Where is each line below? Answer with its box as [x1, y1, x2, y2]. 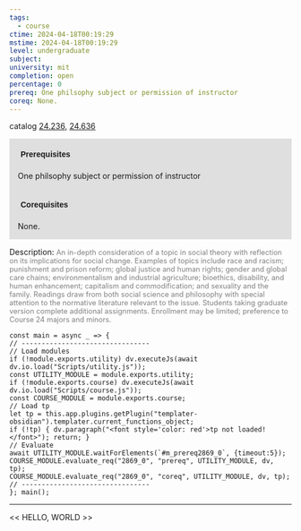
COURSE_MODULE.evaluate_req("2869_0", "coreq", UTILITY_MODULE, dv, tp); [9, 472, 291, 482]
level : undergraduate [9, 47, 90, 56]
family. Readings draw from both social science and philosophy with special [9, 290, 266, 300]
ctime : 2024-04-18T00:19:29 [9, 30, 115, 39]
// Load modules [9, 347, 70, 356]
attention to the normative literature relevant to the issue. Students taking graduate [9, 298, 288, 308]
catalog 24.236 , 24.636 [9, 121, 96, 132]
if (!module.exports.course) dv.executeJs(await [9, 378, 194, 388]
